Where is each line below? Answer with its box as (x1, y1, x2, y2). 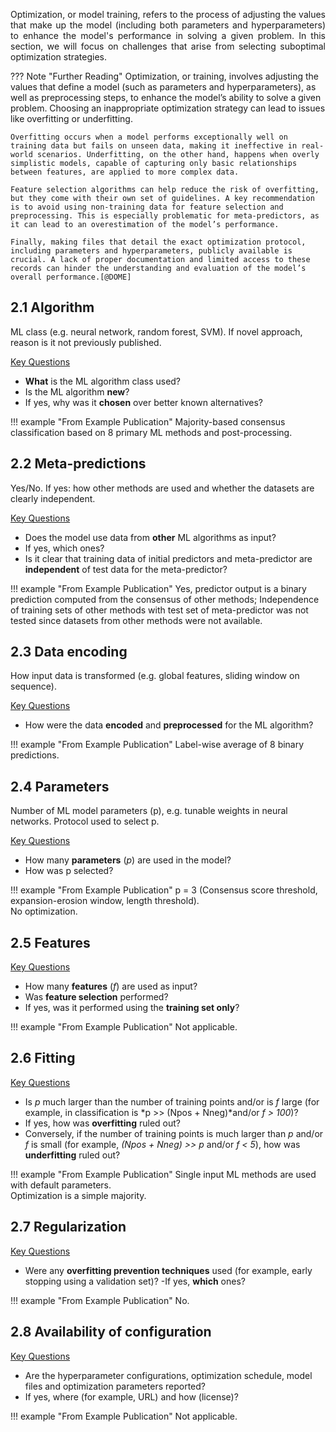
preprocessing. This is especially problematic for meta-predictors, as (10, 211, 320, 221)
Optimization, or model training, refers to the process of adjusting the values (10, 9, 326, 20)
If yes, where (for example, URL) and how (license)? (24, 1390, 239, 1403)
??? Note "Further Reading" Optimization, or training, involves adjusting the (10, 70, 320, 82)
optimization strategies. (10, 51, 108, 63)
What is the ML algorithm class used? (24, 375, 182, 387)
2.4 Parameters (10, 778, 110, 795)
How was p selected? (24, 865, 114, 877)
